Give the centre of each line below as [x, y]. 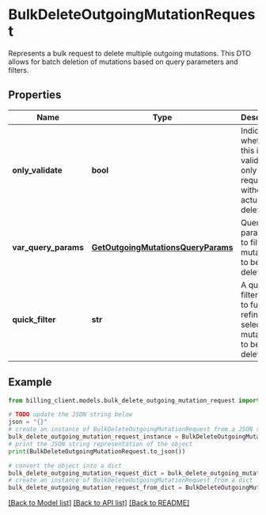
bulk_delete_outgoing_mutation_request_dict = [86, 473]
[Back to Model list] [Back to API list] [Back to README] [99, 503]
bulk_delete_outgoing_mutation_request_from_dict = [95, 488]
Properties [35, 95]
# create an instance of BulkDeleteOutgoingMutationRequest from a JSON [131, 430]
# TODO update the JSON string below [70, 415]
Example [30, 382]
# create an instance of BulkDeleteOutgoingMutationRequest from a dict [131, 480]
